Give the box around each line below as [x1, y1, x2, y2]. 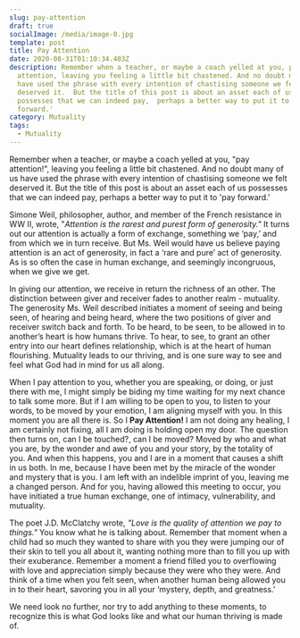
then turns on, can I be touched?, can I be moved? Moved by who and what [9, 433, 287, 444]
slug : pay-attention [9, 13, 87, 22]
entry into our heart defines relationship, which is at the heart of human [9, 340, 272, 351]
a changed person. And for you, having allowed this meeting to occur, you [9, 481, 281, 491]
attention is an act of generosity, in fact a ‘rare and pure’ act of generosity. [9, 247, 283, 257]
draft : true [9, 21, 54, 30]
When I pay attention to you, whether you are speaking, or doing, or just [9, 376, 274, 387]
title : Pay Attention [9, 46, 90, 55]
